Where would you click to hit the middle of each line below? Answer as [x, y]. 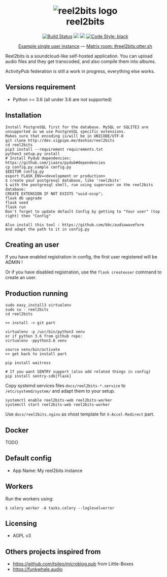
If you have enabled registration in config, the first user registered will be [81, 257]
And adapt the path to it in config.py [47, 229]
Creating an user [32, 244]
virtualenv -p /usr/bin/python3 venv [45, 332]
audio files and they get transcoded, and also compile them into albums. [81, 61]
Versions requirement [41, 87]
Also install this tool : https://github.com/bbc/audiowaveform [75, 225]
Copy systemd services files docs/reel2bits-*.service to [65, 386]
